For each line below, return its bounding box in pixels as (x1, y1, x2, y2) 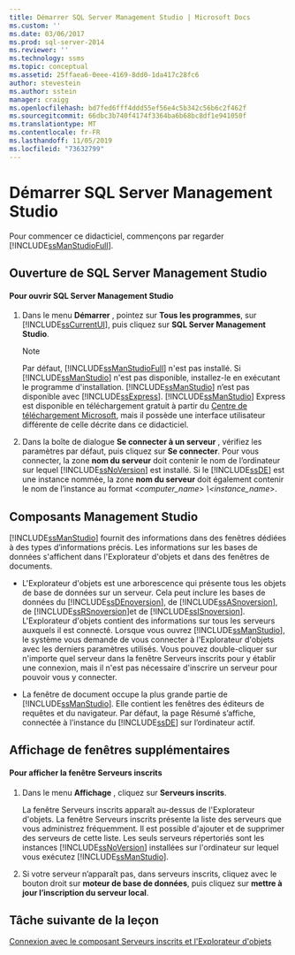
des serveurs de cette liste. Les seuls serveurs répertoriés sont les (21, 832, 265, 843)
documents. (9, 561, 53, 571)
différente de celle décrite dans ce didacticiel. (21, 419, 189, 430)
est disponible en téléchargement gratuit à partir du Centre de (21, 401, 248, 411)
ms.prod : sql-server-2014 (9, 37, 104, 47)
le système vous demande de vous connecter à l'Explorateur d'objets (21, 634, 275, 645)
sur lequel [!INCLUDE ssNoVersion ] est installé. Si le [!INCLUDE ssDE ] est (21, 465, 285, 476)
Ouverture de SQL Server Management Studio (9, 265, 268, 280)
